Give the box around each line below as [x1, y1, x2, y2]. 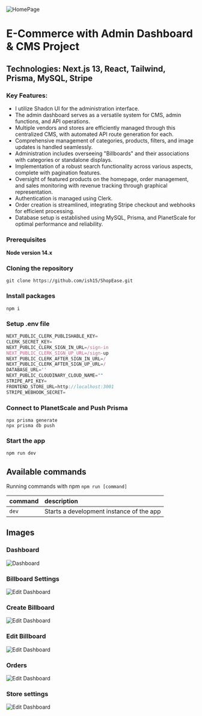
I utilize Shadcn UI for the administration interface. [14, 104, 139, 112]
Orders [6, 661, 27, 670]
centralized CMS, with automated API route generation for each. [14, 130, 174, 138]
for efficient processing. [14, 207, 75, 214]
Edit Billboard [6, 632, 46, 641]
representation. [14, 188, 53, 196]
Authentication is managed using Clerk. [14, 194, 113, 202]
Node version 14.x [6, 249, 53, 257]
